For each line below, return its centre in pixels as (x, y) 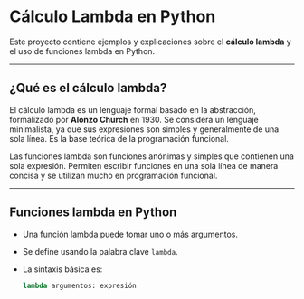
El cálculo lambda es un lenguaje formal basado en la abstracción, (133, 109)
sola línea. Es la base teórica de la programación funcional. (119, 138)
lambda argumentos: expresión (80, 285)
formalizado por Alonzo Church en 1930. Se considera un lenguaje (134, 119)
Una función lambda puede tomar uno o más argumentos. (130, 234)
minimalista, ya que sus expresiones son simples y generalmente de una (144, 129)
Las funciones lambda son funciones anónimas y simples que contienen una (152, 156)
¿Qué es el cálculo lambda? (88, 88)
